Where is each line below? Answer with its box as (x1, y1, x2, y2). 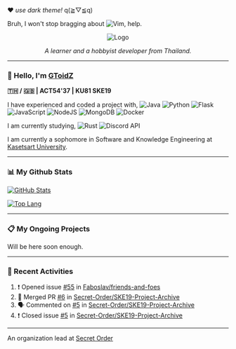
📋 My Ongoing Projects (7, 224, 90, 233)
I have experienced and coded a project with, (7, 101, 138, 109)
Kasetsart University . (7, 143, 68, 151)
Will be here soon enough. (7, 242, 84, 251)
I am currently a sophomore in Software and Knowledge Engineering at (7, 135, 213, 144)
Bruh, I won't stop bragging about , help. (7, 20, 143, 27)
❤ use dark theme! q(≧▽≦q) (7, 6, 93, 14)
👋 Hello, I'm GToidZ (7, 70, 74, 80)
